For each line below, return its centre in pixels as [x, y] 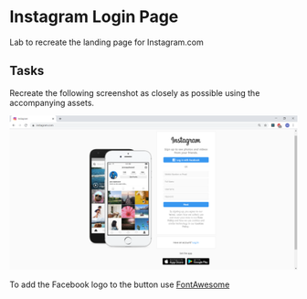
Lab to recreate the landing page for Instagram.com [106, 42]
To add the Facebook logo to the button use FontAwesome [120, 284]
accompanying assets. [52, 102]
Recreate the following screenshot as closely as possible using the [135, 92]
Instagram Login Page [94, 17]
